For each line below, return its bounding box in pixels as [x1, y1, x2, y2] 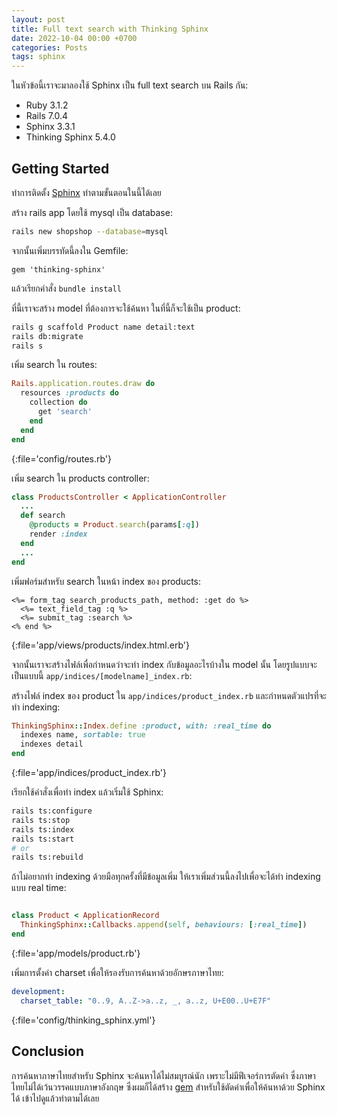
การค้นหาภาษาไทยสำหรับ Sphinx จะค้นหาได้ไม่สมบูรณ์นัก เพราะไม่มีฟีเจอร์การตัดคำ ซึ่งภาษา [11, 1069, 316, 1081]
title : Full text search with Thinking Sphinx [11, 24, 209, 34]
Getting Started [11, 160, 110, 177]
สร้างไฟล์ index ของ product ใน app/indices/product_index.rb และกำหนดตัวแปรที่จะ [11, 689, 327, 701]
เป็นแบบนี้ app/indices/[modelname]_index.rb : [11, 669, 193, 681]
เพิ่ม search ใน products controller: [11, 472, 150, 484]
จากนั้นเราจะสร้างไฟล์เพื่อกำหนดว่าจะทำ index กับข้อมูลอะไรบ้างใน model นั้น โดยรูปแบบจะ [11, 658, 318, 670]
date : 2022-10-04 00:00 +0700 [11, 33, 138, 43]
